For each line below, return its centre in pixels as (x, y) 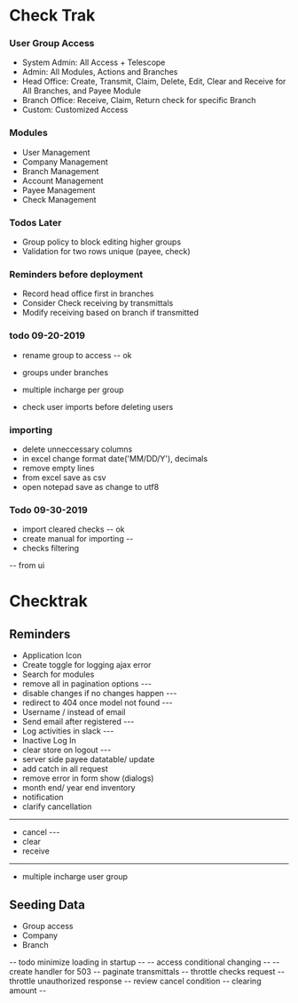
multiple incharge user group (75, 877)
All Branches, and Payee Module (82, 91)
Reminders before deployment (76, 274)
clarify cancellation (57, 806)
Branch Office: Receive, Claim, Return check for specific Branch (139, 100)
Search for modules (58, 674)
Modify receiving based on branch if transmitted (110, 313)
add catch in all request (65, 769)
